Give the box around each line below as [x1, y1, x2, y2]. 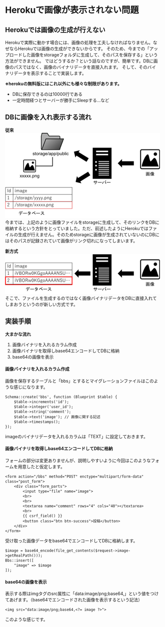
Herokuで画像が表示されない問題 [5, 4, 139, 16]
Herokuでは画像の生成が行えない [5, 26, 106, 34]
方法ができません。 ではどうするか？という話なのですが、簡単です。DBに [5, 58, 154, 64]
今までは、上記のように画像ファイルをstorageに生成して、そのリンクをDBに [5, 219, 160, 225]
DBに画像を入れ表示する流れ [5, 113, 92, 121]
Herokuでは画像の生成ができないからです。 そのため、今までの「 [18, 46, 150, 52]
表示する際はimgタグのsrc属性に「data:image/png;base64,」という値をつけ [5, 591, 159, 597]
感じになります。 [13, 384, 48, 390]
